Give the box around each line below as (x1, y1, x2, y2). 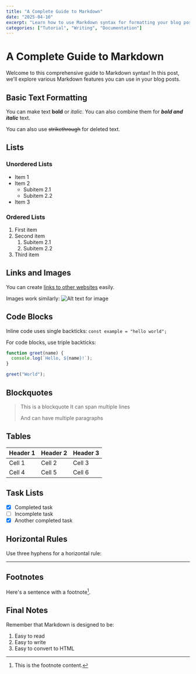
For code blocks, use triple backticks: (6, 339, 96, 346)
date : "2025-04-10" (6, 14, 54, 20)
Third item (14, 251, 40, 258)
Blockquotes (6, 387, 53, 398)
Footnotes (6, 572, 44, 582)
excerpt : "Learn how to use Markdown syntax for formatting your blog (6, 19, 181, 25)
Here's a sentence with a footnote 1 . (6, 587, 91, 596)
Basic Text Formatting (6, 92, 87, 102)
